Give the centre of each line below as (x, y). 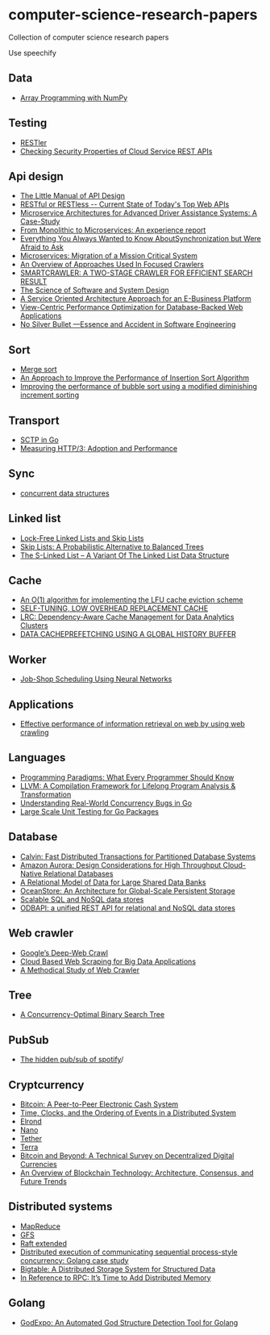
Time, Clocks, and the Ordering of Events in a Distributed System (128, 1112)
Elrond (31, 1121)
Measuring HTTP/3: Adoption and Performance (99, 448)
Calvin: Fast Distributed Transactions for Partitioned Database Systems (138, 856)
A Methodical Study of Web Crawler (79, 969)
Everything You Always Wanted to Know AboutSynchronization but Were (141, 239)
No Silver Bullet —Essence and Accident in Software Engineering (128, 324)
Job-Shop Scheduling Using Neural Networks (96, 679)
